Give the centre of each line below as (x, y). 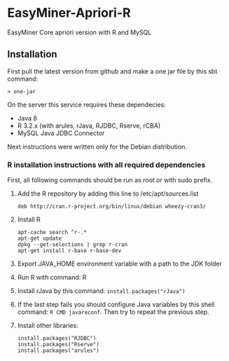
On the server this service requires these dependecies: (86, 104)
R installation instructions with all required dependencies (106, 165)
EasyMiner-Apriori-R (69, 13)
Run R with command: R (52, 278)
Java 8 (27, 118)
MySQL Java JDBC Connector (61, 133)
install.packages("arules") (58, 351)
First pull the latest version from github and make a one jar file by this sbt (112, 71)
